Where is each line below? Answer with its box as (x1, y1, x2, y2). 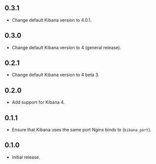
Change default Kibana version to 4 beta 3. (11, 72, 100, 78)
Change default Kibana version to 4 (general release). (11, 44, 121, 50)
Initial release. (11, 154, 40, 160)
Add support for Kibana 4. (11, 99, 65, 105)
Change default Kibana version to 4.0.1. (11, 17, 92, 23)
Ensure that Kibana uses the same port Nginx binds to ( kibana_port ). (11, 127, 152, 133)
